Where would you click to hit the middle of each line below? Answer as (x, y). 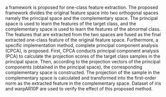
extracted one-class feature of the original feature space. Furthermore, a (82, 40)
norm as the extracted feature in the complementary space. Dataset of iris (83, 83)
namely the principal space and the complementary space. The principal (82, 18)
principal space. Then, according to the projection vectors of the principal (83, 62)
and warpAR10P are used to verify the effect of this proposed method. (79, 89)
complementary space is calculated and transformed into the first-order (81, 78)
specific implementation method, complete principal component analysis (82, 45)
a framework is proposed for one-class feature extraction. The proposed (82, 7)
